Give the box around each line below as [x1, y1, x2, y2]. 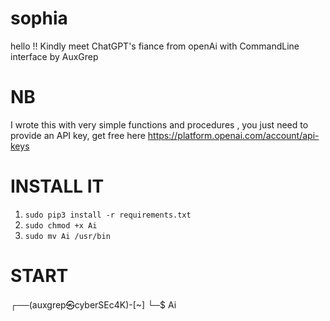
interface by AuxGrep [10, 50, 99, 62]
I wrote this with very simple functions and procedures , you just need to [10, 118, 309, 131]
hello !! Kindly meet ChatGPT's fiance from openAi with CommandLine [10, 40, 300, 52]
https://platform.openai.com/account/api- [147, 129, 320, 141]
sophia [10, 7, 68, 30]
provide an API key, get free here [10, 129, 146, 141]
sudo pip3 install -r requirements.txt [24, 210, 192, 220]
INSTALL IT [10, 175, 105, 198]
